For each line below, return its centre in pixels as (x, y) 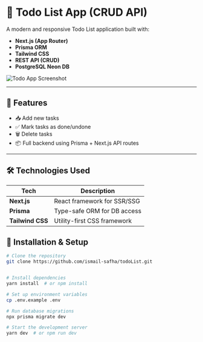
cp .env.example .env (34, 300)
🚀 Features (27, 103)
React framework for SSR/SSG (97, 201)
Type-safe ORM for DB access (98, 211)
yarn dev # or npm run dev (42, 333)
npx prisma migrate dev (36, 317)
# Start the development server (47, 327)
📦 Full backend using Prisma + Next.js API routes (77, 143)
